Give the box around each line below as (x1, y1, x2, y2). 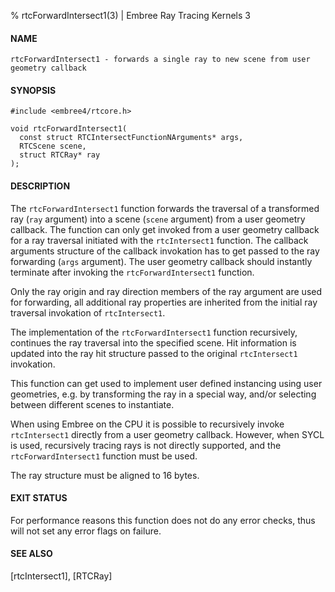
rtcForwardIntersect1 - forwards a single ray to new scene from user (10, 55, 311, 65)
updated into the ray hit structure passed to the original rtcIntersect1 (10, 347, 298, 359)
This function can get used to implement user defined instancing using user (10, 377, 323, 389)
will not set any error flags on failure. (10, 525, 162, 537)
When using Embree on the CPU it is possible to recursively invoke (10, 418, 285, 430)
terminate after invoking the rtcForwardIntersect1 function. (10, 266, 255, 278)
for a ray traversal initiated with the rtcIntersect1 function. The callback (10, 234, 309, 246)
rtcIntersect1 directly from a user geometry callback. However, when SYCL (10, 428, 325, 440)
